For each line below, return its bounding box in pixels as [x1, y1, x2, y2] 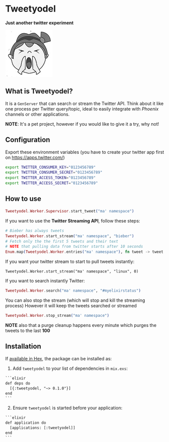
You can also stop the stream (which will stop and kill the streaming [5, 297, 145, 303]
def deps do [5, 380, 30, 386]
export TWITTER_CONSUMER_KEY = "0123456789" [5, 164, 96, 170]
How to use [5, 195, 41, 203]
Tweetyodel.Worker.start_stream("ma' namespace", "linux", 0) [5, 269, 139, 274]
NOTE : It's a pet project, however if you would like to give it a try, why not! [5, 121, 159, 127]
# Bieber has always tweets [5, 228, 65, 233]
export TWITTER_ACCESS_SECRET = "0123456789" [5, 181, 98, 186]
